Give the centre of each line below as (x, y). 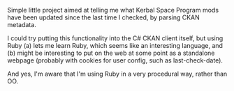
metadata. (22, 25)
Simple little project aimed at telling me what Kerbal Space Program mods (113, 10)
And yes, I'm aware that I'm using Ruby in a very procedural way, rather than (117, 74)
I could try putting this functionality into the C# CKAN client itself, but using (115, 38)
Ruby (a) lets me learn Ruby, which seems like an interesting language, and (115, 45)
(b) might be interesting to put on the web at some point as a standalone (111, 53)
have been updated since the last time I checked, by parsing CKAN (104, 17)
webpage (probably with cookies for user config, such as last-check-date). (115, 60)
